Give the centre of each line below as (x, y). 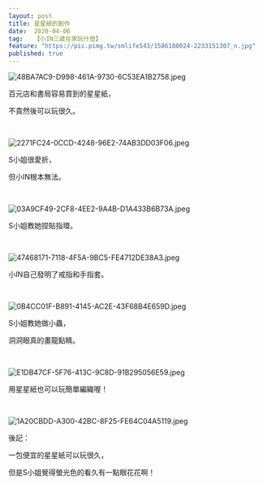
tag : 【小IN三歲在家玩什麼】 (55, 39)
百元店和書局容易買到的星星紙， (62, 93)
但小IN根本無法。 (37, 177)
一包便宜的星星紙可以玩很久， (58, 455)
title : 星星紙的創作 (39, 24)
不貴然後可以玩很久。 (44, 111)
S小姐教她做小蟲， (39, 323)
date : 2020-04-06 (39, 31)
